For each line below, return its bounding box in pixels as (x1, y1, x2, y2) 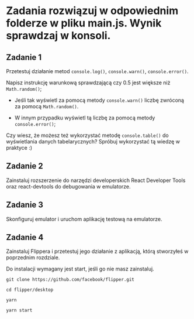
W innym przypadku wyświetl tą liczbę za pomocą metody (14, 114, 155, 121)
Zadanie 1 (6, 52, 42, 62)
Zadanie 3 (6, 200, 44, 210)
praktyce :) (6, 145, 33, 151)
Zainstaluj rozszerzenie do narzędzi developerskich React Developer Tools (6, 177, 186, 184)
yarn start (6, 307, 33, 314)
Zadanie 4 (6, 232, 44, 242)
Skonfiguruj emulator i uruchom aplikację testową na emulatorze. (6, 215, 162, 222)
